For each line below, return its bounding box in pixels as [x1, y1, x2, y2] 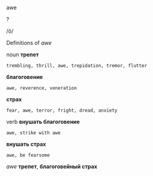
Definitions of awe [6, 39, 52, 46]
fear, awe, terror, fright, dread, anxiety [6, 107, 118, 113]
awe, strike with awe [6, 130, 61, 136]
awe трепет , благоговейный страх [6, 163, 98, 170]
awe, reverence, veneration [6, 85, 77, 91]
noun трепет [6, 51, 39, 58]
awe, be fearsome [6, 152, 50, 158]
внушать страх [6, 141, 47, 147]
